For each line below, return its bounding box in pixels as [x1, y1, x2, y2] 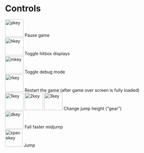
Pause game [24, 32, 50, 38]
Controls [5, 3, 41, 14]
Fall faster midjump [24, 124, 63, 130]
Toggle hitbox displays [24, 50, 70, 56]
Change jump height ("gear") [63, 106, 122, 111]
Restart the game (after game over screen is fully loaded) [24, 87, 140, 93]
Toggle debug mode [24, 69, 65, 75]
